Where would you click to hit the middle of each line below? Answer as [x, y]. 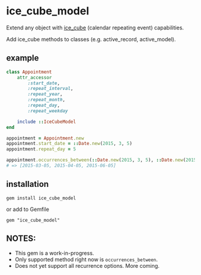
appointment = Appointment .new [45, 138]
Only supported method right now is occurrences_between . [86, 259]
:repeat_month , [47, 100]
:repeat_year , [45, 94]
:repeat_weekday [48, 111]
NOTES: [21, 239]
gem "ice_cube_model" [33, 220]
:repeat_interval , [51, 89]
